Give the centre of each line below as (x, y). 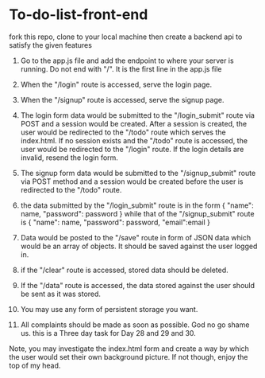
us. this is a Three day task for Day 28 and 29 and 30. (108, 333)
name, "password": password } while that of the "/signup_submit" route (137, 213)
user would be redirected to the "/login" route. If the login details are (132, 149)
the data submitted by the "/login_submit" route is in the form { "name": (137, 205)
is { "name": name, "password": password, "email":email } (115, 222)
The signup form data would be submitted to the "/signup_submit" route (138, 173)
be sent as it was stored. (61, 294)
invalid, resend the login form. (69, 158)
